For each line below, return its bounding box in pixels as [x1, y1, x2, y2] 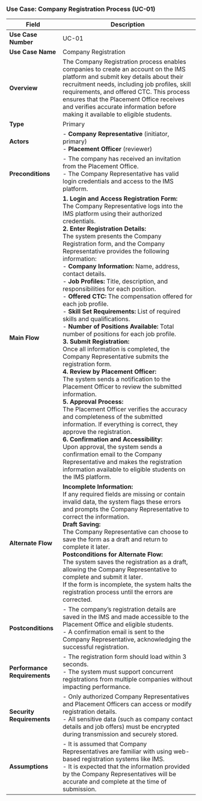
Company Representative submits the [63, 353, 169, 361]
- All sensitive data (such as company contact [63, 715, 194, 723]
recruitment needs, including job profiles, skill [63, 80, 191, 88]
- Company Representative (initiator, [63, 130, 170, 138]
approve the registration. [63, 428, 132, 436]
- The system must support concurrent [63, 667, 173, 676]
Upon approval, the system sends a [63, 443, 162, 451]
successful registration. [63, 643, 129, 651]
